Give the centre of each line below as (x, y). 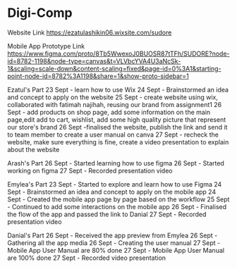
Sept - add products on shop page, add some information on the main (109, 112)
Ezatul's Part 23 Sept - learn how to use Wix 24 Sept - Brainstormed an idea (118, 89)
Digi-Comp (40, 13)
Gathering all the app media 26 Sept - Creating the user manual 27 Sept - (114, 243)
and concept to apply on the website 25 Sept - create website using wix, (113, 97)
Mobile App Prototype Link (46, 46)
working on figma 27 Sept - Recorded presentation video (90, 170)
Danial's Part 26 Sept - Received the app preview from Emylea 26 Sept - (113, 235)
